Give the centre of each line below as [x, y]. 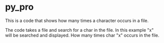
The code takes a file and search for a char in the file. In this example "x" [80, 30]
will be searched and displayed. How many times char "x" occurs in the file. [82, 35]
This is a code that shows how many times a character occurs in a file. [77, 21]
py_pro [19, 7]
